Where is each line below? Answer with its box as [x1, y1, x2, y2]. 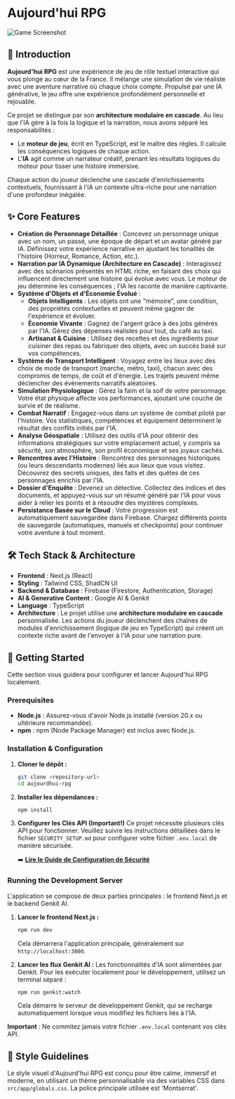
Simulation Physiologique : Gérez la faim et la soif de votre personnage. [17, 386, 228, 394]
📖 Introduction [7, 49, 72, 60]
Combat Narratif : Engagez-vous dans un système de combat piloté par [17, 409, 226, 417]
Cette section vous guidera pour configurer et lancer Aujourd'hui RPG [7, 670, 208, 679]
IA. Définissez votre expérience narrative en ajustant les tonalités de [17, 244, 215, 252]
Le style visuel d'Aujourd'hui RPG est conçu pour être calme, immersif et [7, 1069, 217, 1077]
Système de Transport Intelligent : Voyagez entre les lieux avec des [17, 356, 216, 365]
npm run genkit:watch [17, 989, 81, 996]
